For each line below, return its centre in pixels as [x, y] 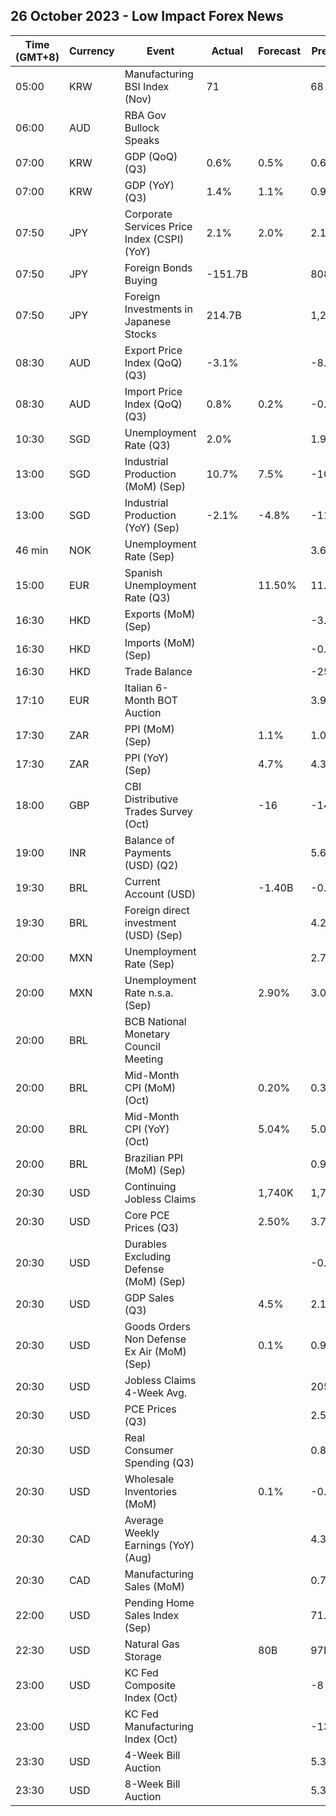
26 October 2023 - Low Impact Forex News [147, 16]
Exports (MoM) [160, 614]
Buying [141, 280]
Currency [91, 51]
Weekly [142, 1532]
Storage [143, 1656]
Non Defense [155, 1339]
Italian [138, 687]
